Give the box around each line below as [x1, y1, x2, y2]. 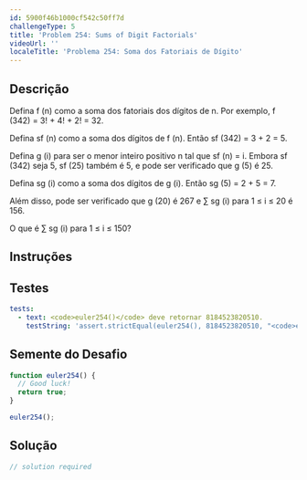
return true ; [17, 388, 68, 397]
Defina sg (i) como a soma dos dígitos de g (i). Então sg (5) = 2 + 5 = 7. [9, 177, 277, 188]
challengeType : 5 [9, 22, 76, 31]
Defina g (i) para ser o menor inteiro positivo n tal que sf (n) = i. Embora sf [9, 150, 288, 161]
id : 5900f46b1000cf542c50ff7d [9, 13, 125, 23]
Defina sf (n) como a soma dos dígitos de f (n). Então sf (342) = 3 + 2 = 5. [9, 132, 288, 143]
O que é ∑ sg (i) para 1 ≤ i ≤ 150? [9, 223, 132, 234]
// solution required [9, 462, 92, 471]
